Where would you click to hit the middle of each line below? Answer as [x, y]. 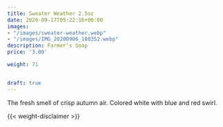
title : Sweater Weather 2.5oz [51, 13]
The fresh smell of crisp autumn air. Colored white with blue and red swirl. [112, 102]
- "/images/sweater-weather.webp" [57, 33]
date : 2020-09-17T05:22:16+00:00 [55, 20]
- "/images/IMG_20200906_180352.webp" [63, 39]
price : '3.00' [28, 52]
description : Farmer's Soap [48, 46]
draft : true [24, 83]
